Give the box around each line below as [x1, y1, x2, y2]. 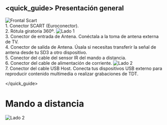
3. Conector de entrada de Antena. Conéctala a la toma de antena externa [5, 33, 159, 39]
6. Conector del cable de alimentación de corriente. [5, 60, 113, 66]
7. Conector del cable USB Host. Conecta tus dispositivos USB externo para [5, 65, 162, 71]
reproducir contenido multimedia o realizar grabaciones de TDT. [5, 70, 139, 77]
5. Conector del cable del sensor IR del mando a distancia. [5, 55, 127, 61]
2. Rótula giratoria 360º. [5, 28, 55, 34]
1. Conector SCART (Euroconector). [5, 23, 79, 29]
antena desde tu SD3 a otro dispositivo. [5, 49, 87, 55]
